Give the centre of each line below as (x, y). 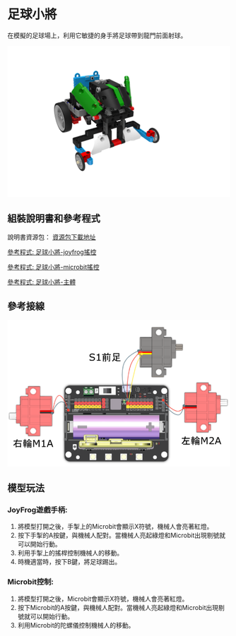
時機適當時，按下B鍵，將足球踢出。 (69, 562)
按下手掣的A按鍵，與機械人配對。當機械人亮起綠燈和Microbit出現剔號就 (122, 535)
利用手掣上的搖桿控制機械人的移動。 (70, 553)
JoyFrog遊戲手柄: (38, 510)
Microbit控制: (31, 582)
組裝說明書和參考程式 (54, 218)
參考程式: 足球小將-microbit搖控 (54, 267)
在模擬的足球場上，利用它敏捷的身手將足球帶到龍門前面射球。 (97, 35)
